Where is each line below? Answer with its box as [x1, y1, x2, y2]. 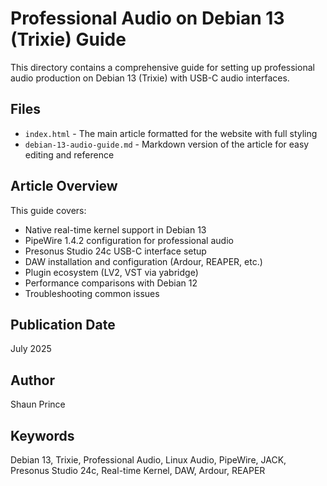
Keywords [10, 427, 75, 444]
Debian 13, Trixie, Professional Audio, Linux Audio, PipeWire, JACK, [10, 454, 287, 466]
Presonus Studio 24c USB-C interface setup [24, 245, 207, 257]
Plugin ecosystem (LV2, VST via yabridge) [24, 266, 199, 278]
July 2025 [10, 343, 52, 355]
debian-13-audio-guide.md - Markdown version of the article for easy [24, 138, 310, 150]
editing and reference [24, 148, 115, 161]
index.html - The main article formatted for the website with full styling [24, 127, 318, 139]
